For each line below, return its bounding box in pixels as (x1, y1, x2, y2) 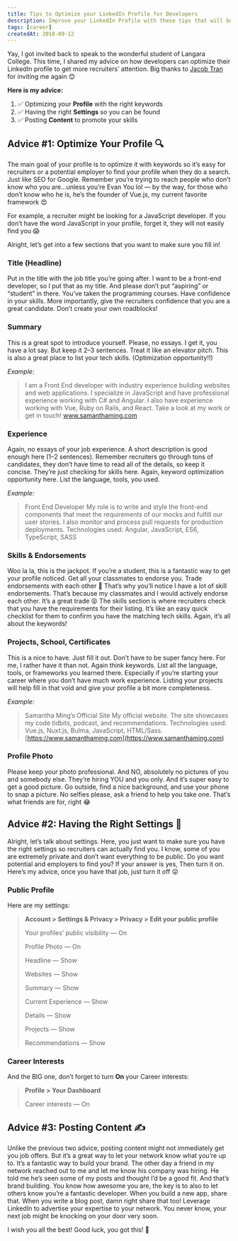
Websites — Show (24, 970, 79, 978)
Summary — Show (24, 983, 79, 992)
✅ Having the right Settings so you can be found (17, 108, 161, 116)
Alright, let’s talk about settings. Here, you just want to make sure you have (7, 837, 225, 846)
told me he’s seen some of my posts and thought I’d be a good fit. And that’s (7, 1174, 229, 1183)
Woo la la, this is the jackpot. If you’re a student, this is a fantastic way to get (7, 567, 231, 575)
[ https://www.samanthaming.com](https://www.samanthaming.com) (24, 733, 225, 742)
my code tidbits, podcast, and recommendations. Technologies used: (24, 718, 227, 727)
